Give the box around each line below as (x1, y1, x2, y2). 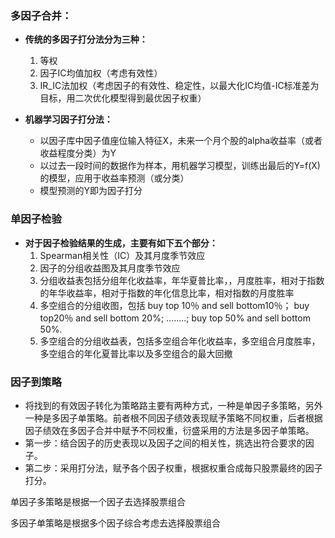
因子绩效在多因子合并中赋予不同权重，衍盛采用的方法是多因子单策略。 (24, 424, 315, 436)
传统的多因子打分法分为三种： (24, 33, 148, 46)
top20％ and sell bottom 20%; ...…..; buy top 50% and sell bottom (39, 312, 311, 324)
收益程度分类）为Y (39, 147, 117, 159)
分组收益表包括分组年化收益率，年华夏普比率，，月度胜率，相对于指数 (39, 274, 325, 286)
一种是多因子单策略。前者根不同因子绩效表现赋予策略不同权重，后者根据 (24, 412, 323, 424)
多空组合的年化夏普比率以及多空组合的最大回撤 (39, 347, 233, 359)
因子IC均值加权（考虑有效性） (39, 67, 163, 79)
